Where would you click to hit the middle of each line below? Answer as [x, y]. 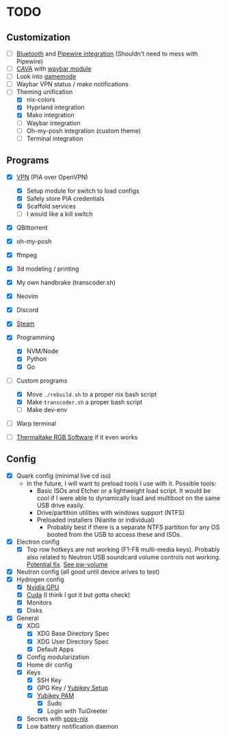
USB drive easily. [61, 505]
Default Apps [55, 649]
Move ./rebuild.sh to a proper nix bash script [92, 394]
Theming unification [44, 92]
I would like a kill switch [59, 214]
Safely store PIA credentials [66, 198]
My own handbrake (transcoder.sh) [66, 282]
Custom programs [42, 380]
